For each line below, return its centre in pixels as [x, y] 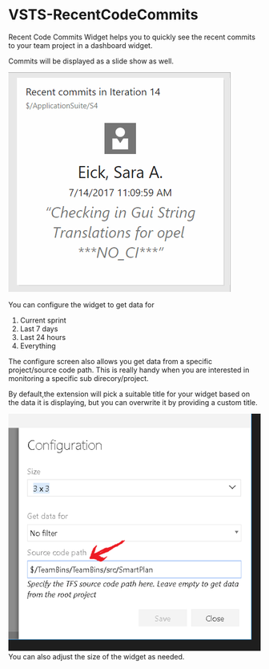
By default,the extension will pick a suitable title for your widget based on [129, 394]
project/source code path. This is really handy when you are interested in [129, 370]
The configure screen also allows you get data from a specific [110, 361]
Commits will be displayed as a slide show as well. [91, 61]
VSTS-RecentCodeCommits [103, 15]
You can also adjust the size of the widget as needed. [96, 657]
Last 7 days [39, 328]
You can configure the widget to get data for [81, 304]
